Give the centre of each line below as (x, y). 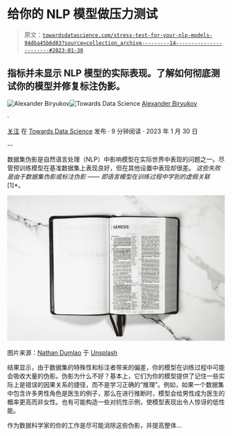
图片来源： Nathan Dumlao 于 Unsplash (62, 352)
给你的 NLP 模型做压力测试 (83, 14)
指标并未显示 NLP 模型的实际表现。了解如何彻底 (109, 73)
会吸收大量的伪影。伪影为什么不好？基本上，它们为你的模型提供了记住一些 (113, 376)
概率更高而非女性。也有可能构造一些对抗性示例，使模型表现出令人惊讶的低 (113, 401)
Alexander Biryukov (169, 103)
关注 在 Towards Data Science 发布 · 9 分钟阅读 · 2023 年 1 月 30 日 (103, 131)
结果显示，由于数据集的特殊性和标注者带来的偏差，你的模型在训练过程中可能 (116, 367)
